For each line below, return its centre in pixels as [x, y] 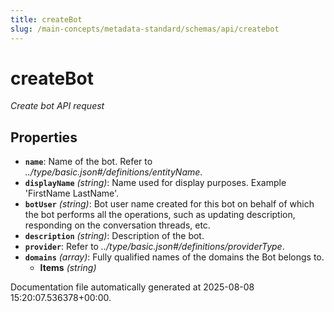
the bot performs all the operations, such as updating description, [160, 215]
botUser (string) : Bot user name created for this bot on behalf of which [169, 204]
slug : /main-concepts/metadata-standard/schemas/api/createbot [145, 29]
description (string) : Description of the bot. [114, 236]
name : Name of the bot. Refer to [88, 162]
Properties [44, 137]
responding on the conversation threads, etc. [117, 225]
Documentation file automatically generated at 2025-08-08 [132, 287]
